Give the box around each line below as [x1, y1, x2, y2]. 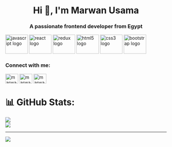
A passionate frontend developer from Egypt [29, 23, 143, 30]
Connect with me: [5, 62, 51, 69]
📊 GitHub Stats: [5, 96, 75, 108]
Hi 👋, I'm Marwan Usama [33, 5, 139, 16]
